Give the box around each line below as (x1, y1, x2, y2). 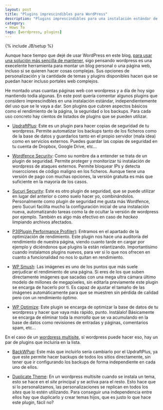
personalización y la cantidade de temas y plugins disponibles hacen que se (5, 73, 158, 79)
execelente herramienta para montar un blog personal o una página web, (5, 63, 151, 68)
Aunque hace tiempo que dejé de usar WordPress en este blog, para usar (5, 52, 152, 58)
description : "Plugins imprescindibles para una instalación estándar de (5, 16, 158, 21)
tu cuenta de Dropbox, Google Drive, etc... (12, 144, 97, 149)
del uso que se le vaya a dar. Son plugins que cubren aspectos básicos (5, 103, 147, 109)
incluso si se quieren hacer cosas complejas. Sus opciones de (5, 68, 130, 73)
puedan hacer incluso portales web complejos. (5, 78, 99, 84)
